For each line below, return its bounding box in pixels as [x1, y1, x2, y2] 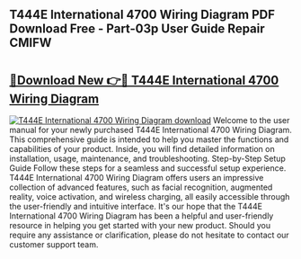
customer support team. [9, 239, 99, 250]
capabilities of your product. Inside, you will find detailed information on [9, 144, 276, 154]
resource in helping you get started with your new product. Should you [9, 220, 271, 230]
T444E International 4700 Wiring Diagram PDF [9, 7, 276, 22]
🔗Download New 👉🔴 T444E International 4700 [9, 72, 279, 88]
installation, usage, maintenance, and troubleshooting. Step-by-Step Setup [9, 153, 286, 164]
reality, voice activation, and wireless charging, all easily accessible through [9, 192, 290, 201]
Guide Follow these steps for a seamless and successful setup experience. [9, 163, 287, 174]
